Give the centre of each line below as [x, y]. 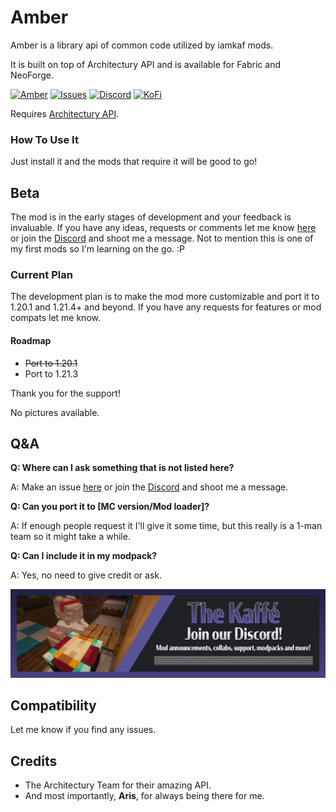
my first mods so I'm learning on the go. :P [98, 249]
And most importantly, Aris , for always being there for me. [144, 796]
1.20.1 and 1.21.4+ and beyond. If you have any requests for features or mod [166, 307]
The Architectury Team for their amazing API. [118, 785]
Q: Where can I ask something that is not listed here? [122, 468]
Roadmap [31, 340]
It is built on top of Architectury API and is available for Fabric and [145, 64]
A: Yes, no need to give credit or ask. [86, 575]
